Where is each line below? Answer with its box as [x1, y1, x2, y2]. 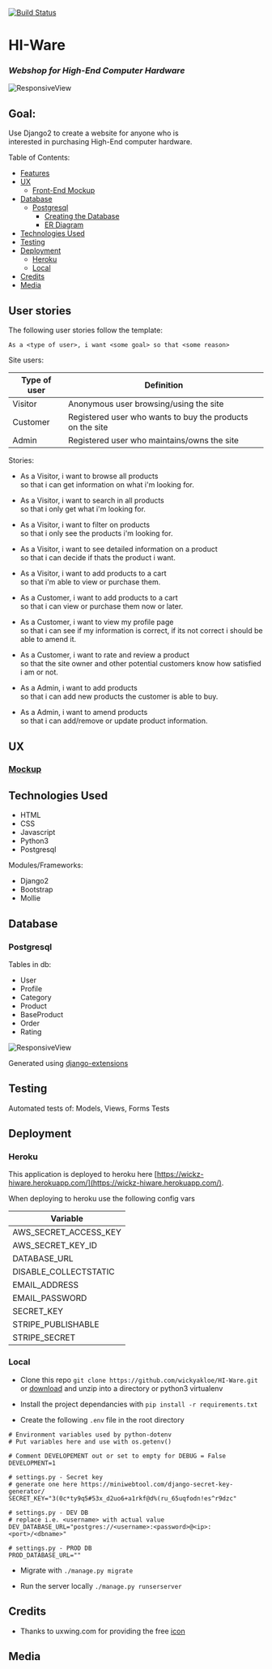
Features [19, 169, 50, 178]
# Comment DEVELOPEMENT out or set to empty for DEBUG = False [8, 1452, 227, 1460]
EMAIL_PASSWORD [12, 1293, 87, 1304]
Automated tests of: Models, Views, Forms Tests [8, 1103, 170, 1113]
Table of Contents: [8, 152, 70, 162]
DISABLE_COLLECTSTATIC [12, 1266, 115, 1277]
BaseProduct [19, 1009, 64, 1019]
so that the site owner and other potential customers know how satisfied [19, 659, 261, 669]
